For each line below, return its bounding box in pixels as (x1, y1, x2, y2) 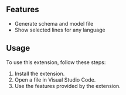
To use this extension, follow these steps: (6, 58, 106, 66)
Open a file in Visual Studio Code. (14, 76, 96, 83)
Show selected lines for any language (14, 26, 105, 33)
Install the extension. (14, 70, 65, 77)
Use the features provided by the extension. (14, 82, 121, 89)
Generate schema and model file (14, 20, 94, 27)
